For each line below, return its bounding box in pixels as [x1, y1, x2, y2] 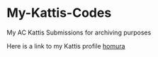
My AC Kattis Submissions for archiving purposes [6, 28, 152, 37]
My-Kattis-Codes [6, 5, 112, 21]
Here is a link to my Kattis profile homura [6, 42, 125, 50]
